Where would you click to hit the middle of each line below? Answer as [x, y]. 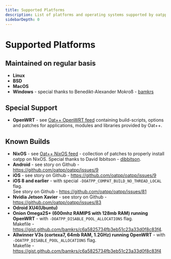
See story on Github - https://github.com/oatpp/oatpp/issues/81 [79, 192]
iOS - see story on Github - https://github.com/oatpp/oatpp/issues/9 [84, 175]
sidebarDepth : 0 [22, 19]
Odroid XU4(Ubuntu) [35, 208]
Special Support [31, 108]
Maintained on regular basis [51, 63]
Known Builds [28, 141]
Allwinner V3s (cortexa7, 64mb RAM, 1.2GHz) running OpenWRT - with [89, 235]
